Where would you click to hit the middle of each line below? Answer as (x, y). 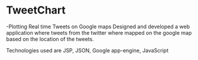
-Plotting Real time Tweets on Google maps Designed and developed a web (98, 26)
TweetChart (36, 10)
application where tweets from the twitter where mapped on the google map (99, 32)
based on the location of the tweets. (50, 39)
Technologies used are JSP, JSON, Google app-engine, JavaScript (87, 50)
